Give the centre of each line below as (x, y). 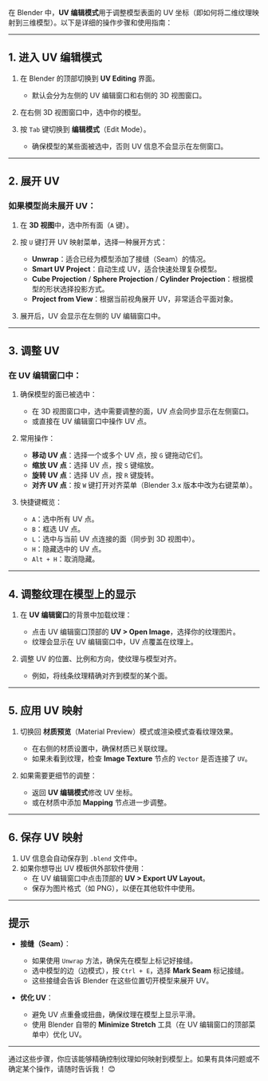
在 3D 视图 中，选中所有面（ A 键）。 (77, 225)
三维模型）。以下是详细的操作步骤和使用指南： (97, 22)
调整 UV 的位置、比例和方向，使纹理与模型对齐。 (100, 659)
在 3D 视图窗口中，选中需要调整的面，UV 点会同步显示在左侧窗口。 (142, 411)
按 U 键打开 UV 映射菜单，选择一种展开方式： (93, 242)
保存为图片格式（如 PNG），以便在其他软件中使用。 (115, 888)
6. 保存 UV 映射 (46, 837)
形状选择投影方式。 (77, 289)
